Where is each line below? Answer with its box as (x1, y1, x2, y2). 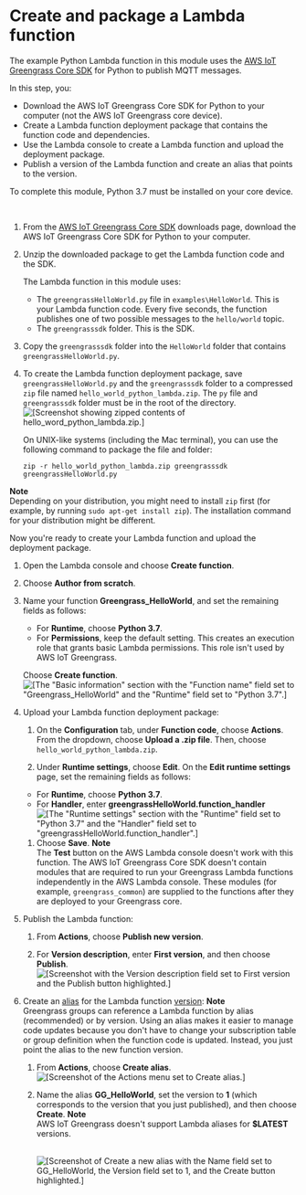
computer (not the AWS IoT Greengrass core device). (22, 110, 223, 121)
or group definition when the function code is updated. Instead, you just (22, 1034, 293, 1045)
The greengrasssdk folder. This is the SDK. (36, 323, 195, 333)
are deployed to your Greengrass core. (36, 895, 183, 906)
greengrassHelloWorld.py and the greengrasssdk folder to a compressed (22, 377, 294, 388)
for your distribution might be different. (9, 514, 156, 525)
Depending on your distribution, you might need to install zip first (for (9, 495, 271, 506)
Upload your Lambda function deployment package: (22, 706, 219, 717)
